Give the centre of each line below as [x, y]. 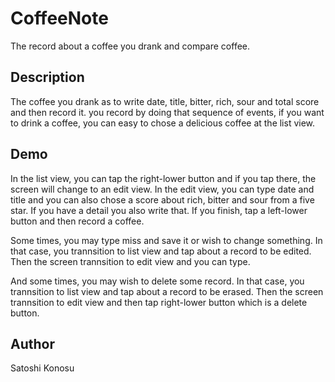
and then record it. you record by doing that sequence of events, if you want [167, 112]
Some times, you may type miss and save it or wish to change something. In [166, 240]
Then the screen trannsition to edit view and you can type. [130, 261]
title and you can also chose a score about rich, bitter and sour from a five [162, 199]
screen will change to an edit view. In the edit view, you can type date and [162, 189]
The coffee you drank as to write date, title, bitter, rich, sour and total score [165, 101]
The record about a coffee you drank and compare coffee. [130, 46]
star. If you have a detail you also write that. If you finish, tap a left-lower [159, 210]
